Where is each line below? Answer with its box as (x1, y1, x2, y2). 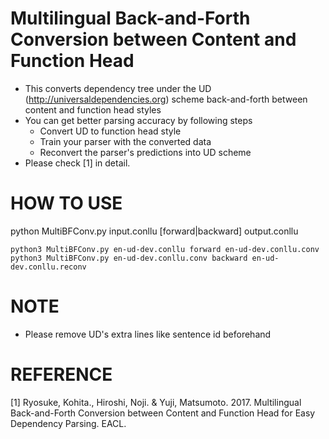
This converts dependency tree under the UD (24, 82, 212, 94)
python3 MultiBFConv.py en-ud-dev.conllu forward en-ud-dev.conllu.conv (10, 244, 320, 254)
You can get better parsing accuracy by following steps (24, 114, 253, 126)
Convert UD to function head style (39, 125, 182, 137)
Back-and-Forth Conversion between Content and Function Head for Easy (10, 407, 316, 419)
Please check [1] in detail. (24, 157, 131, 169)
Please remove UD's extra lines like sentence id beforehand (24, 328, 272, 340)
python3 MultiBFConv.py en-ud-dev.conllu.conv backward (10, 253, 248, 263)
